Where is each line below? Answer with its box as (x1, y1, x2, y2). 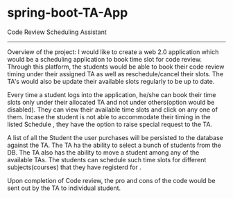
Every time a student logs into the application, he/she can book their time (7, 90, 216, 98)
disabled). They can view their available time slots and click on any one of (7, 105, 218, 114)
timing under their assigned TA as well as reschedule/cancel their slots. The (7, 69, 224, 78)
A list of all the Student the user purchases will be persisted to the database (7, 133, 223, 141)
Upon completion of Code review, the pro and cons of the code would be (7, 176, 216, 184)
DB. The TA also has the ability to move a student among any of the (7, 148, 200, 157)
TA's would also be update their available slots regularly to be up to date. (7, 77, 215, 85)
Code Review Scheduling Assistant (7, 28, 107, 36)
